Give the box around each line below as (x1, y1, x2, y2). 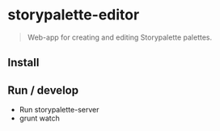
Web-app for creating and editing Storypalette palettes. (27, 32, 213, 42)
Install (7, 56, 40, 70)
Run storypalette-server (19, 105, 99, 115)
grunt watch (19, 113, 60, 123)
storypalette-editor (7, 6, 140, 24)
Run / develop (7, 83, 78, 97)
